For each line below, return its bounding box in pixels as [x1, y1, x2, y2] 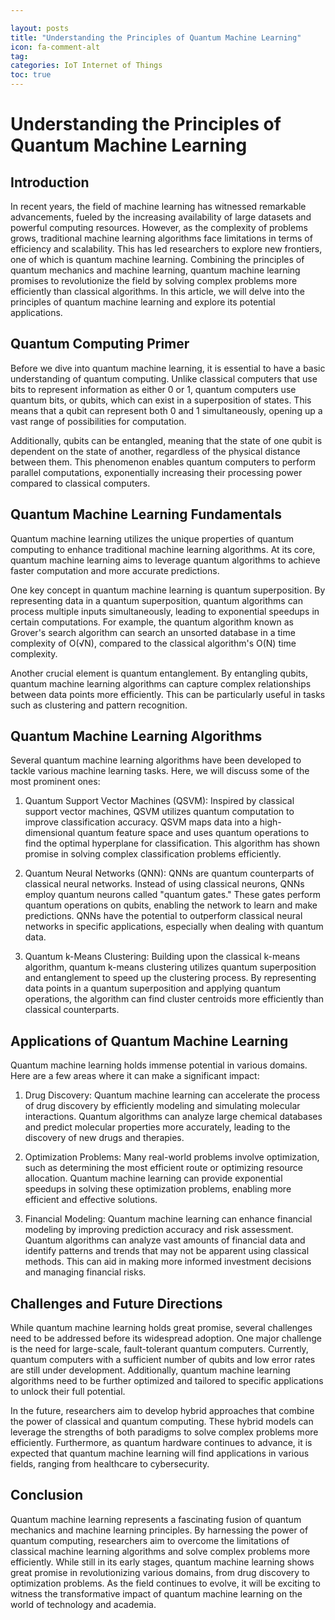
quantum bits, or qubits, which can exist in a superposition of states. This [10, 394, 312, 406]
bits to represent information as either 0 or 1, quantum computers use [10, 383, 297, 395]
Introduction [10, 174, 90, 191]
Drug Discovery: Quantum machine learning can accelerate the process [24, 1089, 321, 1101]
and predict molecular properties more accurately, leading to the [24, 1121, 291, 1133]
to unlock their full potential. [10, 1386, 126, 1398]
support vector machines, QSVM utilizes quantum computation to [24, 806, 295, 818]
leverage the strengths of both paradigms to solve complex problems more [10, 1426, 319, 1438]
